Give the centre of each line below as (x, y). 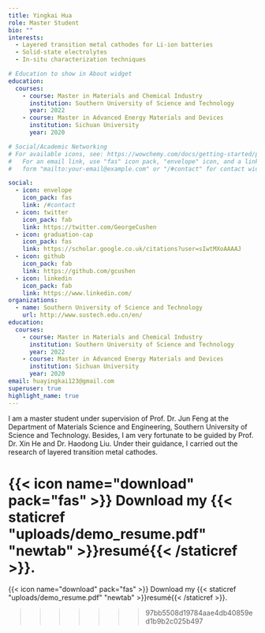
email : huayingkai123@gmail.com (61, 381)
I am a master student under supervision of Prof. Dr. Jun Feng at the (118, 418)
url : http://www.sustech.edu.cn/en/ (83, 315)
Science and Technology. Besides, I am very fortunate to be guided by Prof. (131, 435)
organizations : (33, 301)
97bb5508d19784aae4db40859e (200, 613)
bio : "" (21, 30)
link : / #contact (49, 205)
